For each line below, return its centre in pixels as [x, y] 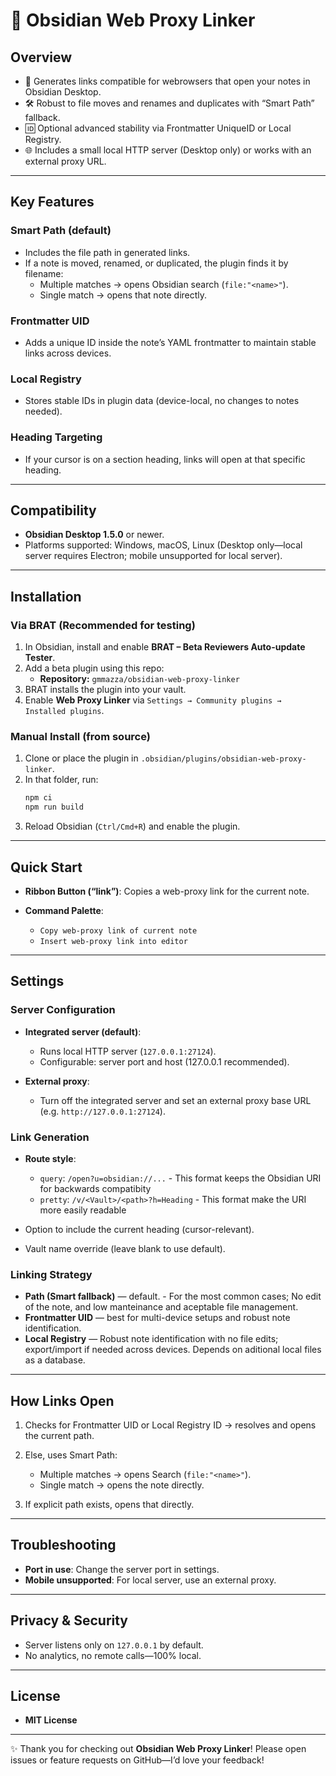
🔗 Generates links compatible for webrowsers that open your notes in [167, 81]
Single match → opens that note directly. [123, 295]
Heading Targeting [56, 437]
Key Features [52, 202]
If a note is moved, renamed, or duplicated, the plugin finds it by [156, 263]
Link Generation [50, 1137]
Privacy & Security [69, 1620]
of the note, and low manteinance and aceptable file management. [161, 1307]
